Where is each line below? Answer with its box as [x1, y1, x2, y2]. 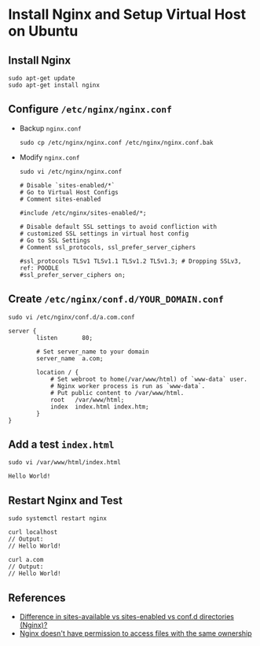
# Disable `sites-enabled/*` [19, 181, 115, 190]
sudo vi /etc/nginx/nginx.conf [19, 168, 123, 175]
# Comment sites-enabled [19, 195, 101, 203]
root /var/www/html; [49, 396, 125, 404]
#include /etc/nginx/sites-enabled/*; [19, 209, 147, 217]
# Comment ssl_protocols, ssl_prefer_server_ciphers [19, 243, 196, 251]
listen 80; [36, 334, 93, 341]
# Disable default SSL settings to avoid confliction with [19, 223, 218, 231]
